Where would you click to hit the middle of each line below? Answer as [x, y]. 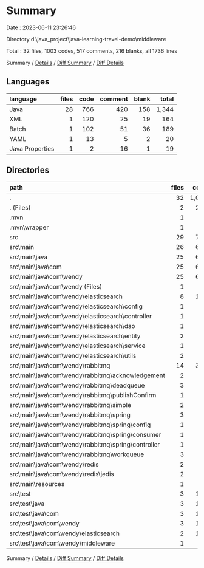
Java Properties [32, 148]
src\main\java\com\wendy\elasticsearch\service [77, 346]
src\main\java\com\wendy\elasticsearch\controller [80, 316]
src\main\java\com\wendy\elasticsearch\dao [72, 326]
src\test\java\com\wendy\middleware [62, 543]
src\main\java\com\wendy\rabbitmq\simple [70, 405]
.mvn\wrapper [29, 227]
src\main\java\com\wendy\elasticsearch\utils [73, 355]
